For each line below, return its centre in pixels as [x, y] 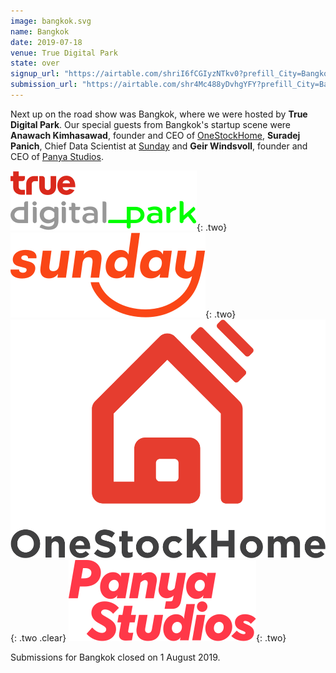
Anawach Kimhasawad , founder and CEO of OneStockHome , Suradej [155, 135]
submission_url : [44, 85]
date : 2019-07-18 [46, 42]
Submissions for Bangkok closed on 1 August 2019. [115, 657]
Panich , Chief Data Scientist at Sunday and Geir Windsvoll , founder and [159, 146]
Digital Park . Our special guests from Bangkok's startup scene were [151, 124]
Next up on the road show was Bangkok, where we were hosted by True [159, 114]
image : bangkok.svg [51, 21]
